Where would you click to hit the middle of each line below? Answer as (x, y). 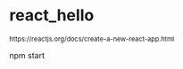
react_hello (52, 15)
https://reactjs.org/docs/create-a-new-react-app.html (92, 39)
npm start (27, 55)
